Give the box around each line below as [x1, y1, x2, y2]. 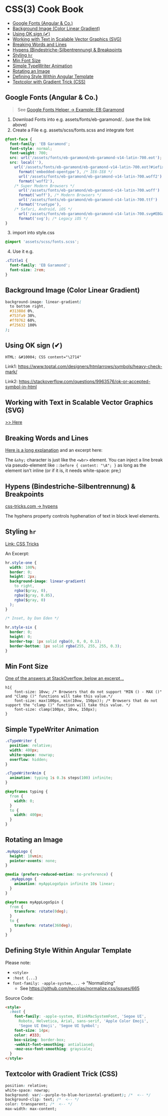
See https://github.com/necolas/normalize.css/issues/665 [19, 985, 140, 991]
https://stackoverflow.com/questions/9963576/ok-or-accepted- [18, 378, 151, 384]
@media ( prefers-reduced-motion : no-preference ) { [5, 872, 113, 877]
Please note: [5, 960, 31, 966]
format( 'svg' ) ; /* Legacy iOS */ [18, 216, 88, 221]
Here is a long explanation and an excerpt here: [5, 447, 103, 453]
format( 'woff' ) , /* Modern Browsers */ [18, 193, 101, 198]
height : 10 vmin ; [9, 854, 43, 859]
